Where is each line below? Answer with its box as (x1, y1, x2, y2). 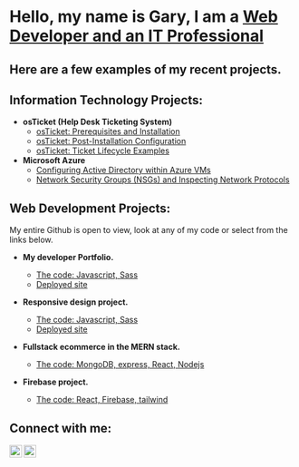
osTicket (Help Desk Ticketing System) (22, 116, 173, 128)
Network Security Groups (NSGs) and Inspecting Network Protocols (35, 174, 290, 185)
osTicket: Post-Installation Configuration (35, 136, 187, 147)
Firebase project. (22, 376, 89, 387)
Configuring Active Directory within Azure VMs (35, 165, 211, 176)
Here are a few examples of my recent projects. (9, 62, 283, 77)
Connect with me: (9, 420, 112, 436)
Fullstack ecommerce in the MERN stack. (22, 342, 181, 353)
